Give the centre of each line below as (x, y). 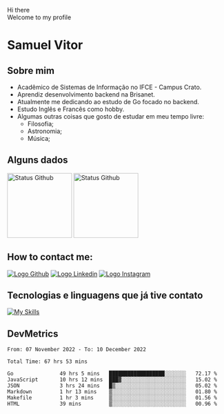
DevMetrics (33, 334)
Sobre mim (31, 71)
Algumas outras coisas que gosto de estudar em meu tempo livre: (111, 116)
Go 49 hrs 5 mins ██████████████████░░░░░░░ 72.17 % (112, 374)
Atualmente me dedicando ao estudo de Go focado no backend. (108, 102)
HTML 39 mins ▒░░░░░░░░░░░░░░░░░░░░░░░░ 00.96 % (112, 404)
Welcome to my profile (39, 17)
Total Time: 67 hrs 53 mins (48, 362)
